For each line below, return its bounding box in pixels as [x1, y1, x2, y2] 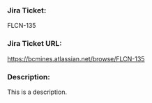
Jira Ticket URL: [7, 39, 62, 49]
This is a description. [7, 88, 68, 96]
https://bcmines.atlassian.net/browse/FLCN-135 [7, 54, 145, 63]
